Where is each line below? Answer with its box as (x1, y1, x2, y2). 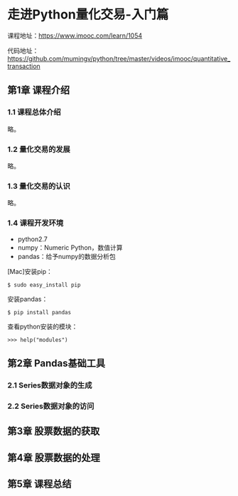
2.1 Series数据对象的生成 (7, 380, 92, 390)
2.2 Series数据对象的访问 (7, 401, 94, 411)
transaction (7, 62, 40, 70)
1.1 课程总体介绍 (7, 107, 62, 117)
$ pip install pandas (7, 309, 72, 316)
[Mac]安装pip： (7, 267, 53, 275)
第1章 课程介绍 (7, 84, 70, 97)
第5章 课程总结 (7, 478, 72, 490)
